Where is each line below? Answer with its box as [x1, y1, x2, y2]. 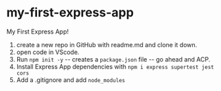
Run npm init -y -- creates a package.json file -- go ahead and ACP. [16, 55, 211, 63]
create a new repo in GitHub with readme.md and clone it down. [16, 40, 198, 49]
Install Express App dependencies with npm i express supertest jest [16, 62, 214, 70]
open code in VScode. [16, 48, 80, 56]
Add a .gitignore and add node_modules [16, 75, 126, 83]
